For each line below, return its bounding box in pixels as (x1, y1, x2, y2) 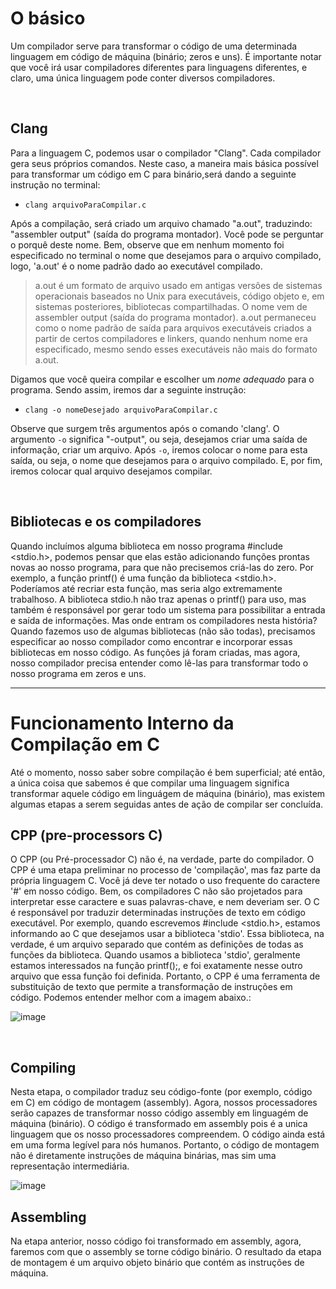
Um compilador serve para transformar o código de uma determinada (10, 40, 298, 52)
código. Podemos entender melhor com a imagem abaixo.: (10, 992, 252, 1004)
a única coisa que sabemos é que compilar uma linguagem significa (10, 777, 290, 789)
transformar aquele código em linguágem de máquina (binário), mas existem (10, 787, 326, 799)
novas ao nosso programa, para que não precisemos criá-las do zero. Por (10, 561, 315, 573)
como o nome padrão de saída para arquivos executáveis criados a (34, 322, 312, 334)
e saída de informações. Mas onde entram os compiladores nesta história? (10, 614, 318, 626)
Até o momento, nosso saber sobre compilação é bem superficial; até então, (10, 766, 326, 778)
